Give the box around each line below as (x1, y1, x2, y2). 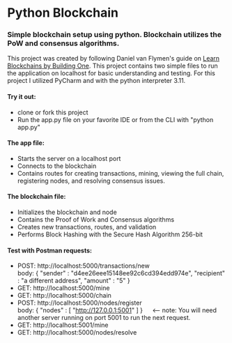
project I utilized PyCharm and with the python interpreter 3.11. (7, 77, 186, 85)
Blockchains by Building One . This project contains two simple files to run (7, 61, 218, 70)
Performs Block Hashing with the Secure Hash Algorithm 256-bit (17, 230, 203, 238)
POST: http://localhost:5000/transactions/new (17, 261, 150, 270)
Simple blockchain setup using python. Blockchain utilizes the (7, 30, 222, 40)
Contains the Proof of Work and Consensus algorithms (17, 215, 175, 224)
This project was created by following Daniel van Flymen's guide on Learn (7, 54, 220, 63)
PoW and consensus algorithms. (7, 38, 120, 48)
